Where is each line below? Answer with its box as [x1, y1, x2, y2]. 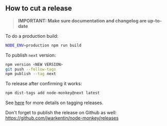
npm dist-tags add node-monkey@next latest [5, 90, 100, 96]
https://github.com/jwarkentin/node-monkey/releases [5, 115, 119, 121]
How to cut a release [5, 4, 72, 13]
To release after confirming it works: [5, 81, 82, 87]
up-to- [147, 17, 162, 23]
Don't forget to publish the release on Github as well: [5, 110, 117, 116]
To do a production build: [5, 33, 59, 39]
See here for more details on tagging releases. [5, 99, 104, 106]
